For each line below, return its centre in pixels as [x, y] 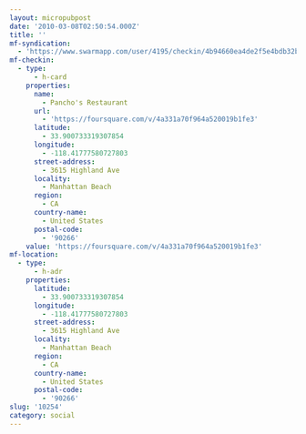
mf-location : [34, 255]
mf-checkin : [32, 60]
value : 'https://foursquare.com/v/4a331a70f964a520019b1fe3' [144, 247]
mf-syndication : [40, 43]
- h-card [50, 77]
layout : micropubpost [51, 18]
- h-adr [48, 272]
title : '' [28, 35]
